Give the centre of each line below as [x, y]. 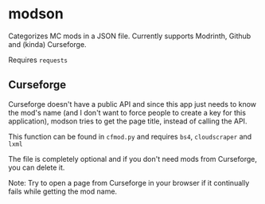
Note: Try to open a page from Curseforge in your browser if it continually [129, 182]
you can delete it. [37, 167]
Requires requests [38, 60]
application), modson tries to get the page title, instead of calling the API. [128, 121]
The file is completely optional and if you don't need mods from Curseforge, [132, 159]
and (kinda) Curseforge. [47, 44]
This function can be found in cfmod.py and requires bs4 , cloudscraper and [130, 136]
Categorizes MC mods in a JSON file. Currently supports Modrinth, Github [130, 36]
